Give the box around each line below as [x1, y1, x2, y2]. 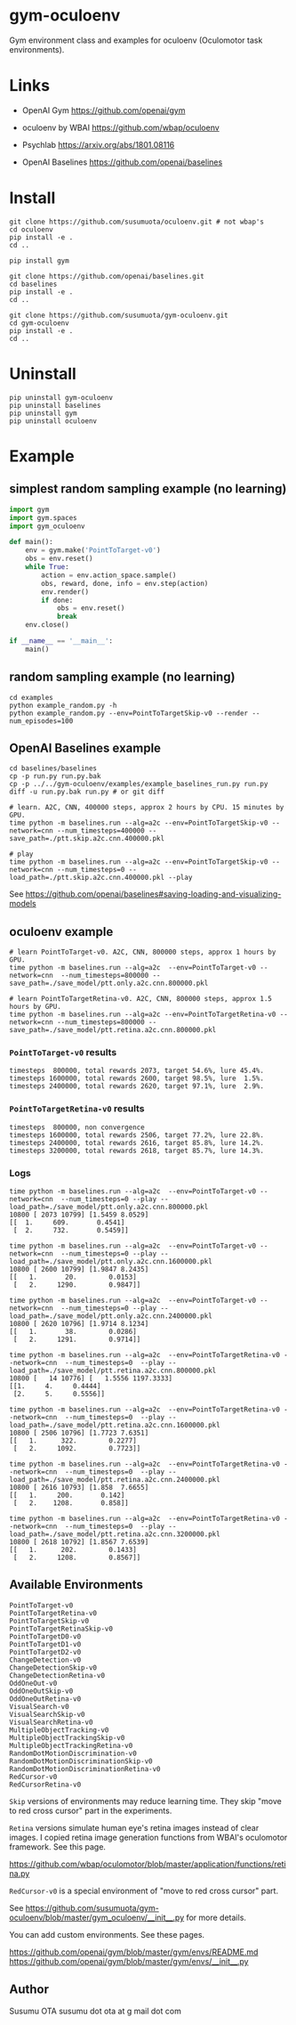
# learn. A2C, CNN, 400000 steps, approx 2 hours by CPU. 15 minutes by [9, 803, 284, 812]
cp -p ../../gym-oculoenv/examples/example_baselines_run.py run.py [9, 780, 268, 789]
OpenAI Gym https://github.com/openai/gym [21, 104, 186, 116]
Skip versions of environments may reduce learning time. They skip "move [9, 1795, 282, 1806]
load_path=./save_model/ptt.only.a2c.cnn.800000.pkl [9, 1203, 209, 1212]
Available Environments [9, 1577, 144, 1592]
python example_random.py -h [9, 701, 117, 710]
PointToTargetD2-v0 [9, 1647, 82, 1656]
